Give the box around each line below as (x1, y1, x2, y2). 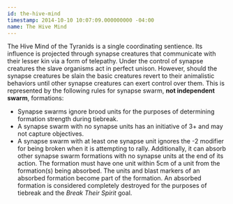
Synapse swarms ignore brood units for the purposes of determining (17, 107, 215, 116)
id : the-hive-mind (7, 10, 61, 17)
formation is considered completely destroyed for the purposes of (17, 182, 207, 190)
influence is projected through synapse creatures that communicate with (7, 49, 216, 58)
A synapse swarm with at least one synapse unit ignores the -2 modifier (17, 137, 225, 146)
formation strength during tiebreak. (17, 115, 119, 123)
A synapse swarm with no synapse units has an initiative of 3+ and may (17, 123, 223, 131)
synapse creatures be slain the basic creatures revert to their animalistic (7, 72, 215, 80)
